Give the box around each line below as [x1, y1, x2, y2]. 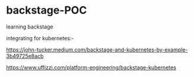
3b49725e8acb [6, 52, 44, 59]
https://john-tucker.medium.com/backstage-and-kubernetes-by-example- [6, 46, 188, 53]
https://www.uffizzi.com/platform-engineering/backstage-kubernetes [6, 63, 177, 71]
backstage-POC [6, 4, 87, 17]
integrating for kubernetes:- [6, 34, 74, 41]
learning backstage [6, 23, 53, 30]
